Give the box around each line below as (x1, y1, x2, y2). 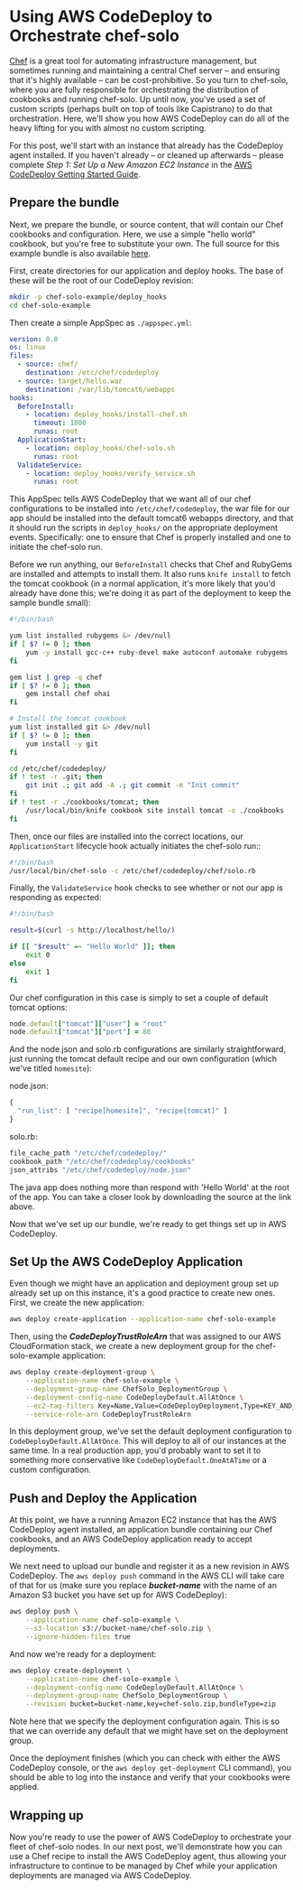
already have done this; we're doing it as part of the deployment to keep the (9, 588, 291, 599)
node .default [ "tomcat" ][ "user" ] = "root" (9, 1019, 168, 1029)
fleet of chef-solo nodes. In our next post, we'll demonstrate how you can (9, 1840, 282, 1852)
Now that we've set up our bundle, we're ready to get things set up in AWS (9, 1218, 287, 1229)
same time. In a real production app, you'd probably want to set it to (9, 1445, 262, 1456)
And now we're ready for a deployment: (9, 1648, 157, 1659)
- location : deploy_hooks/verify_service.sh (25, 469, 196, 478)
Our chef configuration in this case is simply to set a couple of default (9, 992, 269, 1003)
